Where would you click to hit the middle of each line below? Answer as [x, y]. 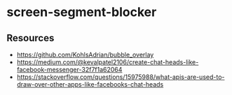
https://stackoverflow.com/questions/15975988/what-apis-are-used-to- [121, 77]
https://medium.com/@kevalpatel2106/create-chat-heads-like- [108, 62]
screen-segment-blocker [82, 12]
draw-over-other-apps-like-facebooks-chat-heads [90, 84]
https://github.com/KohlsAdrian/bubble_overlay [85, 54]
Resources [30, 38]
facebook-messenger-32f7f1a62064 [69, 70]
